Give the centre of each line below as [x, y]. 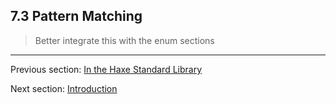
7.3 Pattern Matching [76, 16]
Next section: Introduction [64, 88]
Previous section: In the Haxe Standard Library [106, 69]
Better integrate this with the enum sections [124, 40]
